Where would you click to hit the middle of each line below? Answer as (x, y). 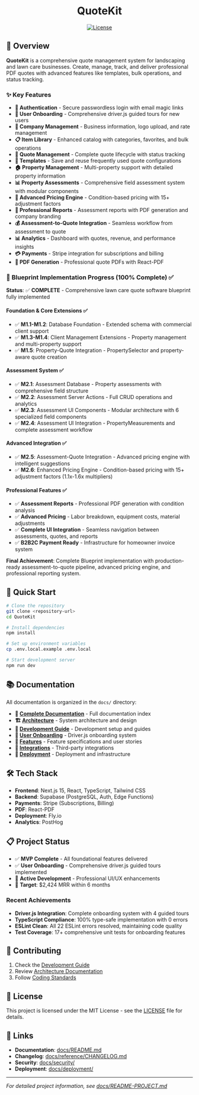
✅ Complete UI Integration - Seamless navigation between (87, 530)
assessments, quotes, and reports (56, 536)
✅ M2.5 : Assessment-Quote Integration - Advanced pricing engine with (102, 457)
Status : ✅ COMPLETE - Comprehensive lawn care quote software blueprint (98, 290)
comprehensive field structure (52, 391)
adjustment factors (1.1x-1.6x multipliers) (64, 476)
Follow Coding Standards (45, 977)
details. (15, 1017)
